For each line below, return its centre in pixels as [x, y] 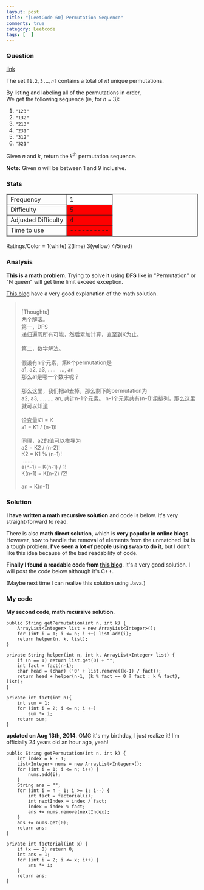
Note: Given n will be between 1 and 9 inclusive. [66, 168]
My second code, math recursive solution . [61, 612]
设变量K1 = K [37, 420]
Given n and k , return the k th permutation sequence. [71, 156]
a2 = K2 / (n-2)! [41, 447]
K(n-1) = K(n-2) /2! [44, 473]
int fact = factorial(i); [61, 796]
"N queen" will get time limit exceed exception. [65, 281]
